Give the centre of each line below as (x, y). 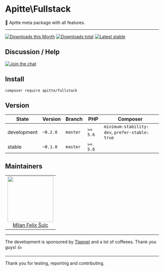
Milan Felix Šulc (31, 225)
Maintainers (24, 166)
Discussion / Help (32, 52)
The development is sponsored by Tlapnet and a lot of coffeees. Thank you (81, 242)
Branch (74, 119)
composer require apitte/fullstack (41, 90)
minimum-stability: (127, 127)
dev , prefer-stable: (127, 132)
